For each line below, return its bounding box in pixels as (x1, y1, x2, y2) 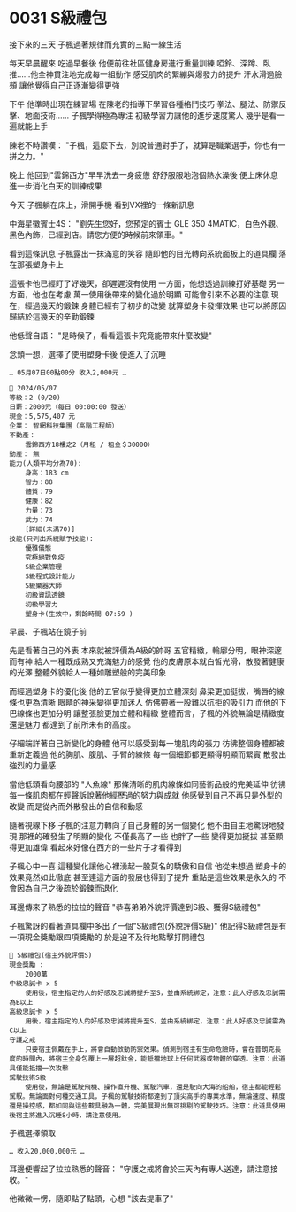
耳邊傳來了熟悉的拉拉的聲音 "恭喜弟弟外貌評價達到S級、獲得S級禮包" (9, 901, 261, 912)
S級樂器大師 (25, 581, 63, 590)
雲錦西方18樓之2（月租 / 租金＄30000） (25, 440, 155, 449)
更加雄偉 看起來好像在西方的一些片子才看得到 (16, 842, 182, 853)
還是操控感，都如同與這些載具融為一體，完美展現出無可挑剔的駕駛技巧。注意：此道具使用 (9, 1101, 285, 1110)
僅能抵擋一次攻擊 (15, 1063, 69, 1072)
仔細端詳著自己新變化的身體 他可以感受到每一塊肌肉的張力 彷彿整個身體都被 (9, 737, 285, 748)
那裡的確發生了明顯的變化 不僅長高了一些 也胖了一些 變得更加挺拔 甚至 (19, 830, 276, 841)
